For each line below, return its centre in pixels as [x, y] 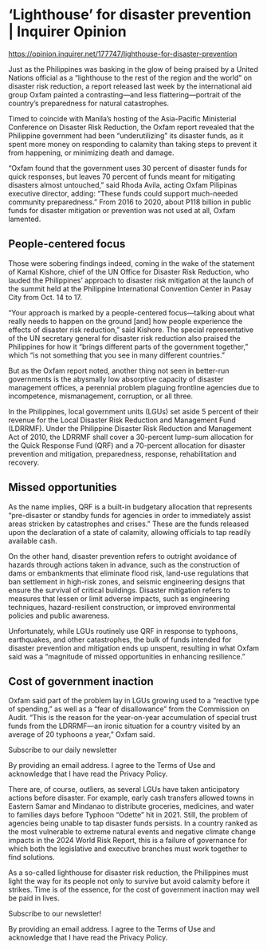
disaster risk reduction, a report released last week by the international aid [130, 86]
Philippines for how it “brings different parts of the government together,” [128, 346]
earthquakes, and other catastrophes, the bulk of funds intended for [120, 639]
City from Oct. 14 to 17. [45, 297]
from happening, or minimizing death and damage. [91, 152]
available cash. [33, 540]
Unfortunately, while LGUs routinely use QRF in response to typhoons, [123, 631]
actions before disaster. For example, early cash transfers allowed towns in [131, 798]
